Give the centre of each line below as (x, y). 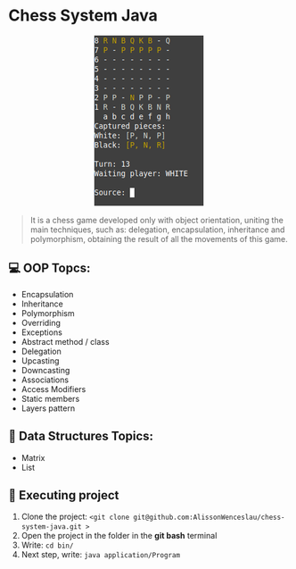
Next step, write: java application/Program (100, 555)
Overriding (41, 322)
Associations (45, 380)
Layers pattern (48, 408)
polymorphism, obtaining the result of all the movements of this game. (159, 238)
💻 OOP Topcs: (49, 268)
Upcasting (40, 360)
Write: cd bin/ (47, 545)
